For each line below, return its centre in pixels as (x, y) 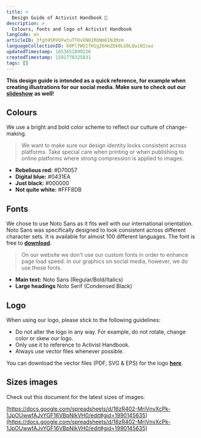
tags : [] (17, 63)
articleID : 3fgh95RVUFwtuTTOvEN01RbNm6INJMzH (65, 40)
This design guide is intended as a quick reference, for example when (96, 81)
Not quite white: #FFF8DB (48, 190)
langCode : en (23, 35)
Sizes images (32, 382)
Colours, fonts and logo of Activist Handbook (72, 29)
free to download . (29, 243)
